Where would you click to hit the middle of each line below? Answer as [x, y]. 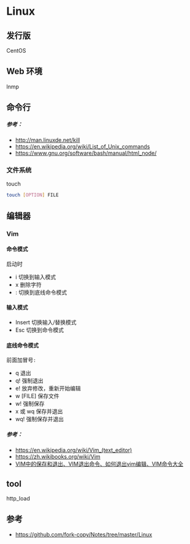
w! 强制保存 [30, 404]
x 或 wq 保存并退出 [39, 411]
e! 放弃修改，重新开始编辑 [48, 389]
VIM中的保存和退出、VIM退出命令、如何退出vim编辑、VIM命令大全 [99, 464]
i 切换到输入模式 [36, 277]
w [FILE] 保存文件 [37, 396]
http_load [18, 499]
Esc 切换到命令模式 [40, 330]
